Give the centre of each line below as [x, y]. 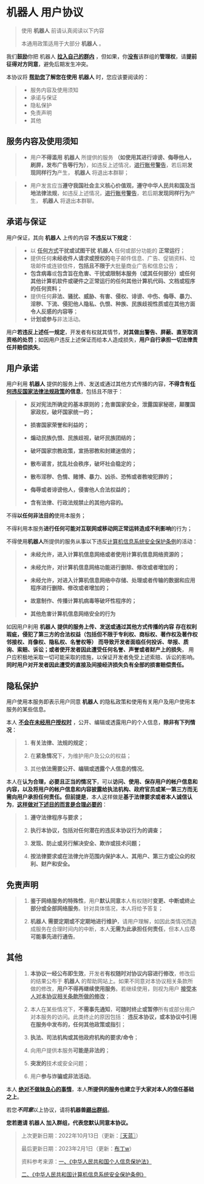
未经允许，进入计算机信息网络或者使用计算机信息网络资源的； [107, 554]
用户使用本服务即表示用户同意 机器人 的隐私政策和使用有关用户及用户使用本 [101, 702]
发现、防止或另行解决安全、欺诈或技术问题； [86, 844]
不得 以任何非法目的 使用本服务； [46, 516]
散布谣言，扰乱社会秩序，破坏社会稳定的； [83, 464]
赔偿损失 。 [30, 347]
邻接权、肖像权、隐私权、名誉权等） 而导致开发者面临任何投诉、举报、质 [97, 642]
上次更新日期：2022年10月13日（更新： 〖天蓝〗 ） [81, 1135]
